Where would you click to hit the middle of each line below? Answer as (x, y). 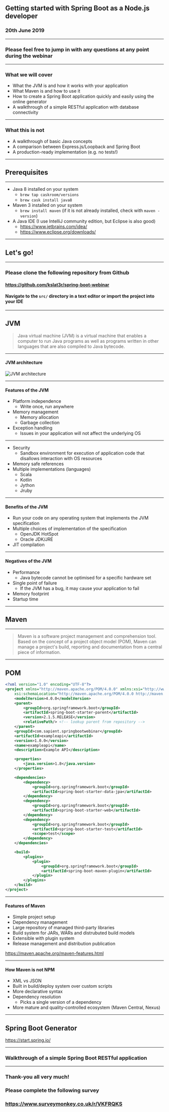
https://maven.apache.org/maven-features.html (55, 953)
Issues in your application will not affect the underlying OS (80, 433)
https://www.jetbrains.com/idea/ (54, 227)
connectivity (25, 112)
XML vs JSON (27, 981)
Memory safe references (38, 464)
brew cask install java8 (46, 200)
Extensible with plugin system (43, 938)
